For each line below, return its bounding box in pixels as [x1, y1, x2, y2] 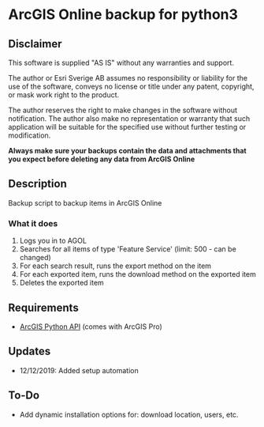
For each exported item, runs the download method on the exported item [19, 270, 256, 279]
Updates [8, 345, 51, 358]
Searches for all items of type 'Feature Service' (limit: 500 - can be [19, 244, 236, 254]
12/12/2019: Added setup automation [19, 365, 139, 375]
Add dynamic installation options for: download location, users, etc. [19, 410, 239, 419]
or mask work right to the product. [8, 90, 120, 100]
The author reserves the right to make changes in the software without [8, 105, 238, 115]
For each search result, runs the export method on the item [19, 261, 211, 270]
